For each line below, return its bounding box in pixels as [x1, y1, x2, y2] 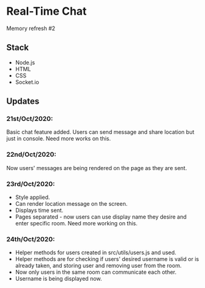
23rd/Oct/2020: [6, 179, 55, 188]
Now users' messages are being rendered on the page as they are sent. [6, 164, 187, 171]
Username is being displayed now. [15, 275, 102, 282]
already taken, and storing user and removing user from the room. [15, 262, 182, 270]
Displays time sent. [15, 207, 64, 214]
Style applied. [15, 193, 50, 201]
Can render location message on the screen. [15, 200, 128, 208]
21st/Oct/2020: [6, 115, 53, 123]
